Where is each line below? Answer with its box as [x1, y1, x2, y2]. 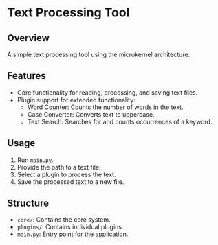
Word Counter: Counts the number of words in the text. [27, 103, 184, 111]
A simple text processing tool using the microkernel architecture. [7, 50, 190, 58]
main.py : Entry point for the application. [17, 230, 129, 238]
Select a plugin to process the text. [17, 170, 116, 178]
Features [7, 70, 46, 82]
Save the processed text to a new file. [17, 177, 124, 186]
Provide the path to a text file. [17, 163, 101, 171]
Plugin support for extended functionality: [17, 95, 135, 104]
